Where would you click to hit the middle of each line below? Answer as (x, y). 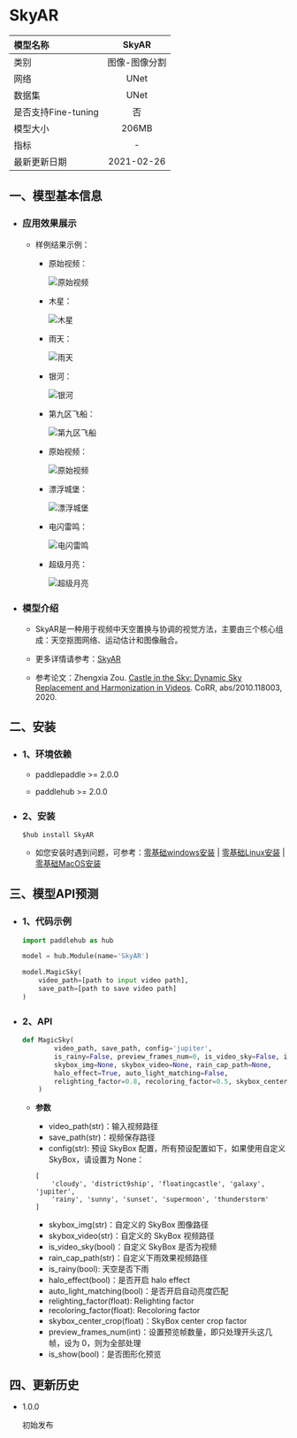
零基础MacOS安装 (68, 863)
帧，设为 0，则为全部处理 (95, 1343)
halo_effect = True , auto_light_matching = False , (141, 1073)
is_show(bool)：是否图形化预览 (105, 1354)
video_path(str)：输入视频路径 (103, 1127)
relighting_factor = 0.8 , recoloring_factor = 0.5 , (143, 1081)
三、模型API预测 (54, 894)
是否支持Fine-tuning (56, 112)
